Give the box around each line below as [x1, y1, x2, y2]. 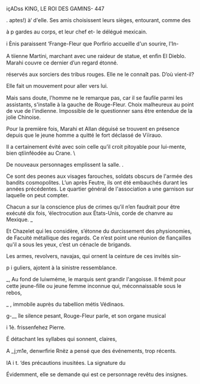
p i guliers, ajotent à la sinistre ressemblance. [6, 264, 118, 271]
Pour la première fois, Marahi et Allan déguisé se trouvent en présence [6, 125, 180, 132]
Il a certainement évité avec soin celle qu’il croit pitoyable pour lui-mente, [6, 143, 186, 150]
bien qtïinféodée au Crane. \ [6, 149, 76, 156]
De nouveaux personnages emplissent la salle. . [6, 161, 124, 168]
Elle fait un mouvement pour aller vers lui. [6, 82, 109, 89]
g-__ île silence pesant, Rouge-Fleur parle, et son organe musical [6, 312, 166, 319]
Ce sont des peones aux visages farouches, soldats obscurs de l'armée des [6, 173, 193, 180]
